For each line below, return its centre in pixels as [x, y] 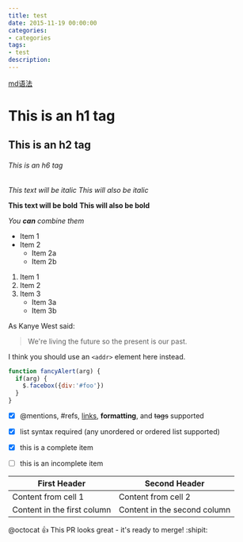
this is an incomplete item [61, 463]
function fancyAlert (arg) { [55, 371]
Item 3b [44, 310]
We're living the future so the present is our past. [107, 341]
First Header [61, 483]
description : [30, 60]
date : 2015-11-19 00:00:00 [53, 23]
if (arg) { [31, 379]
